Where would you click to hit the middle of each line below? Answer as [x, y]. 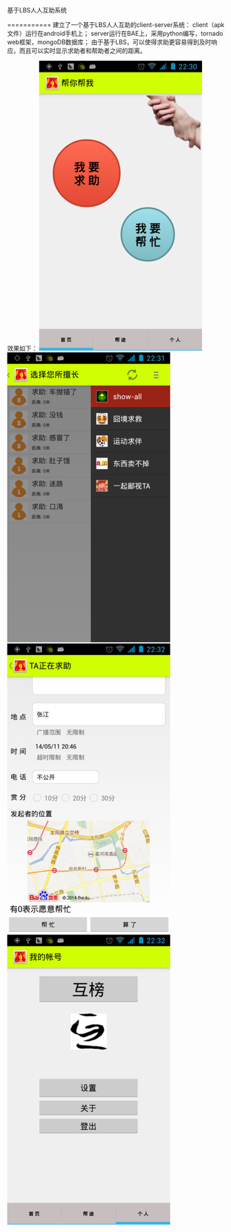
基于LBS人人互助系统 [37, 10]
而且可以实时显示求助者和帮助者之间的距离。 [82, 51]
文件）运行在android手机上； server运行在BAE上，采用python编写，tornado [115, 33]
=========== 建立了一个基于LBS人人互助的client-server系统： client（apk [116, 25]
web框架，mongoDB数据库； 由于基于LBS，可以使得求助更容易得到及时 [109, 42]
